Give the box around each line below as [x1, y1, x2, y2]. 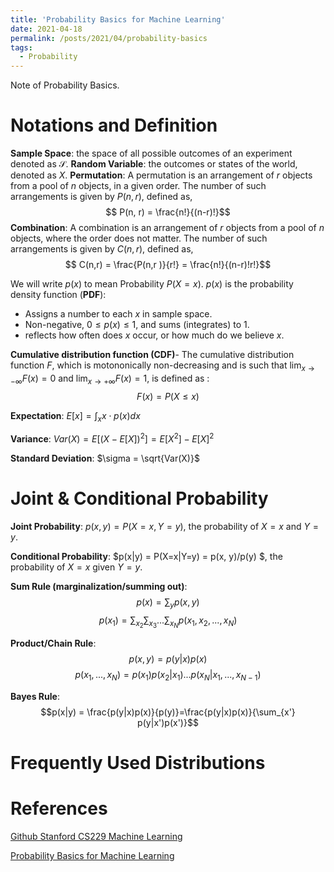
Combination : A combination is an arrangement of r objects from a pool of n [10, 222, 325, 234]
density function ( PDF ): [10, 289, 107, 301]
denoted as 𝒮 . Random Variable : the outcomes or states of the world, [10, 158, 298, 170]
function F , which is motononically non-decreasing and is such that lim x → [10, 359, 315, 373]
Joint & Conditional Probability [10, 487, 269, 510]
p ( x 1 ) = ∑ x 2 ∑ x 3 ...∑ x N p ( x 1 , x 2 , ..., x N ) [98, 614, 238, 630]
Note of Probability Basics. [10, 79, 120, 91]
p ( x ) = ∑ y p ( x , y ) [136, 596, 200, 610]
